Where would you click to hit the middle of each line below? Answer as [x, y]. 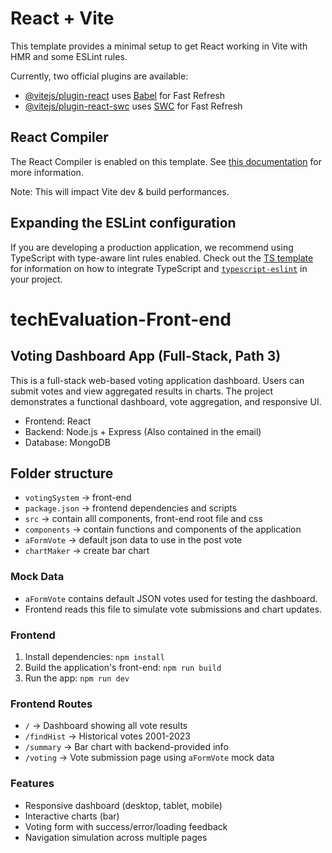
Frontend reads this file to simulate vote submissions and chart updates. [173, 609]
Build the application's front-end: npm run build [123, 667]
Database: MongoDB [67, 442]
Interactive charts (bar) [72, 816]
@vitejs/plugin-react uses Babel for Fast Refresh [125, 95]
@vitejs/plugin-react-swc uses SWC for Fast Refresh [133, 106]
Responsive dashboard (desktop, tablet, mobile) [123, 805]
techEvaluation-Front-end [121, 319]
